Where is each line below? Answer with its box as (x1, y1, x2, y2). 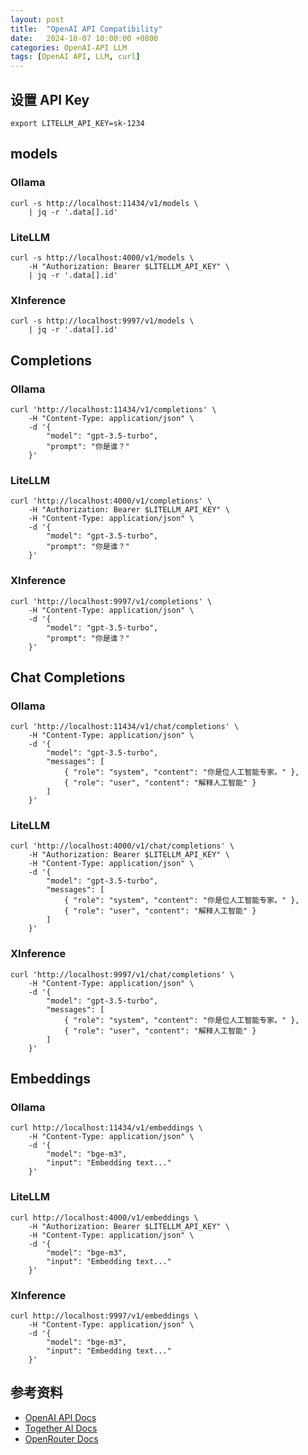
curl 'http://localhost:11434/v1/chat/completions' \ (10, 722, 240, 732)
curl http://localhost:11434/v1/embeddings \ (10, 1123, 203, 1133)
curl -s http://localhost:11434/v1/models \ (10, 198, 199, 208)
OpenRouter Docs (24, 1432, 99, 1445)
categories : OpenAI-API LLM (10, 42, 128, 53)
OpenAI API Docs (24, 1411, 97, 1423)
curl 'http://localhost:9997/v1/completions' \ (10, 596, 213, 606)
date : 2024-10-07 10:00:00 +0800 (10, 33, 159, 43)
